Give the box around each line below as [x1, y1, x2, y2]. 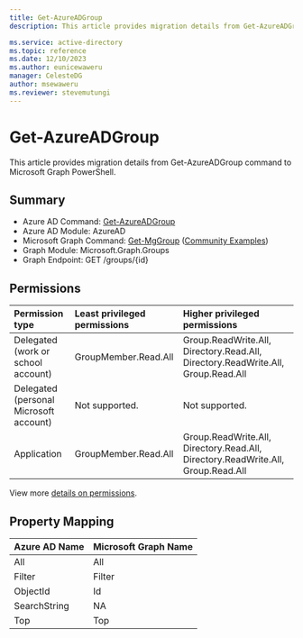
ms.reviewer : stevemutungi [9, 87, 111, 97]
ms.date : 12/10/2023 [9, 55, 87, 64]
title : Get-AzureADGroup [9, 13, 103, 23]
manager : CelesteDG [9, 71, 83, 81]
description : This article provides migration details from [9, 22, 241, 31]
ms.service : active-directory [9, 38, 124, 47]
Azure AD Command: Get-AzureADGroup [22, 216, 176, 227]
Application [14, 448, 62, 460]
